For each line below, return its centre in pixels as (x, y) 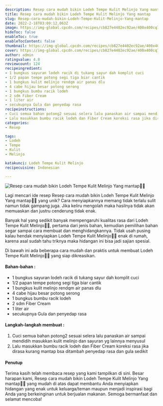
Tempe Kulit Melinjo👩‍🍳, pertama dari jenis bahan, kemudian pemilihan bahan (81, 225)
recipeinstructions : (26, 109)
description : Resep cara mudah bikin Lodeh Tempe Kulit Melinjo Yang (77, 10)
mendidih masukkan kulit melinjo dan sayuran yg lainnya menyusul (79, 341)
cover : (12, 50)
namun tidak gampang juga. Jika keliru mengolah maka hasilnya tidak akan (80, 206)
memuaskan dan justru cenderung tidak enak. (51, 211)
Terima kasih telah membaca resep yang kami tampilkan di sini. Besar (74, 373)
